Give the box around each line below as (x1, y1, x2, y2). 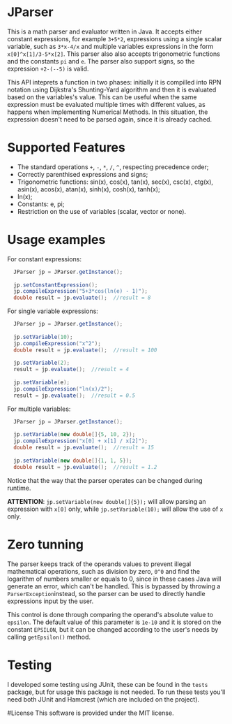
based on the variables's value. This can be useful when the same (7, 92, 197, 101)
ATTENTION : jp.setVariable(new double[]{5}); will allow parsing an (7, 497, 207, 505)
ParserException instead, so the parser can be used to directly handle (7, 589, 206, 598)
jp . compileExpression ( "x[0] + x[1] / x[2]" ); (13, 437, 148, 444)
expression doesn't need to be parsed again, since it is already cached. (7, 115, 212, 123)
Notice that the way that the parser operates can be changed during (7, 476, 203, 484)
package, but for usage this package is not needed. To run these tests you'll (7, 688, 226, 696)
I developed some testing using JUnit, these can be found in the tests (7, 680, 208, 688)
